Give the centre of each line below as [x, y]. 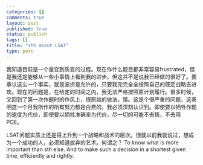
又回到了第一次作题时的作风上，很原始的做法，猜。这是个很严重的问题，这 [99, 99]
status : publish [27, 34]
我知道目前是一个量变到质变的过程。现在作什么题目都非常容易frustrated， [98, 69]
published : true [27, 29]
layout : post [23, 23]
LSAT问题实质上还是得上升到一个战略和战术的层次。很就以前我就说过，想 [98, 135]
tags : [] [17, 40]
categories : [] [25, 12]
